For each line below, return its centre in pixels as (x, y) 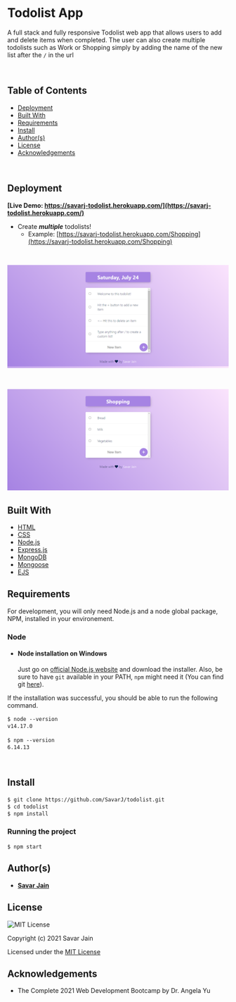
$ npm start (25, 847)
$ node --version (33, 719)
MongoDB (32, 557)
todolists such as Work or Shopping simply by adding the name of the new (115, 47)
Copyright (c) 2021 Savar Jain (50, 938)
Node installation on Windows (62, 653)
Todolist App (45, 13)
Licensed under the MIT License (54, 951)
